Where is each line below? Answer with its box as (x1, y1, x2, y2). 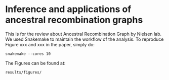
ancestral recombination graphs (5, 14, 143, 26)
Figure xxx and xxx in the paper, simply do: (5, 41, 95, 47)
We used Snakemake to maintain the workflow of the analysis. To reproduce (5, 36, 164, 42)
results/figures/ (5, 69, 42, 75)
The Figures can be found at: (5, 60, 66, 66)
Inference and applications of (5, 4, 132, 15)
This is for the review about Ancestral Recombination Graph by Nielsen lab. (5, 31, 162, 37)
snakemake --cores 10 (5, 51, 51, 56)
